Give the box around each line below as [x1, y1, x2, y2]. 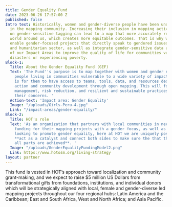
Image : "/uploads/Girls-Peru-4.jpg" [10, 103, 88, 108]
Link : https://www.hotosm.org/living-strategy [10, 150, 111, 155]
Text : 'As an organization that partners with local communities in [10, 121, 159, 127]
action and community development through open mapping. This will [14, 83, 161, 88]
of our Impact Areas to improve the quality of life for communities [10, 50, 161, 55]
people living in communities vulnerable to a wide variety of [14, 74, 153, 79]
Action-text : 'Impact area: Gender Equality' [10, 98, 109, 103]
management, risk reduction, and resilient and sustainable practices [14, 88, 168, 94]
